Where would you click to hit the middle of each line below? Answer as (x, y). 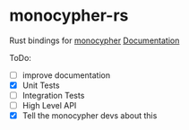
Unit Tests (41, 85)
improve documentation (66, 75)
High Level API (49, 106)
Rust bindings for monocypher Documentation (94, 40)
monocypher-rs (69, 16)
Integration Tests (53, 96)
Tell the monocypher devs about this (90, 116)
